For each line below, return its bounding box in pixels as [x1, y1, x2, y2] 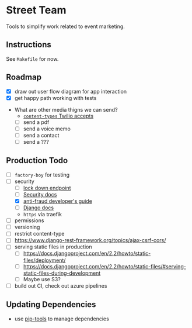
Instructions [6, 40, 51, 50]
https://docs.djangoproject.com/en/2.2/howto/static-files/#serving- [23, 263, 187, 270]
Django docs [23, 204, 54, 211]
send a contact [23, 132, 60, 139]
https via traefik [23, 211, 62, 218]
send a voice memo [23, 125, 71, 132]
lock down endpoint [23, 184, 71, 191]
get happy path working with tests [14, 94, 97, 101]
